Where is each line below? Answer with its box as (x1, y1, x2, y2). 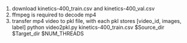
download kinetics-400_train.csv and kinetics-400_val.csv (11, 5, 155, 12)
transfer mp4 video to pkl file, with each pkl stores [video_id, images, (11, 18, 182, 24)
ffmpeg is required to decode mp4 (11, 11, 96, 18)
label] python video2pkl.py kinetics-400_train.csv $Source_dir (11, 24, 165, 31)
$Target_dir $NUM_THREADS (11, 30, 85, 37)
